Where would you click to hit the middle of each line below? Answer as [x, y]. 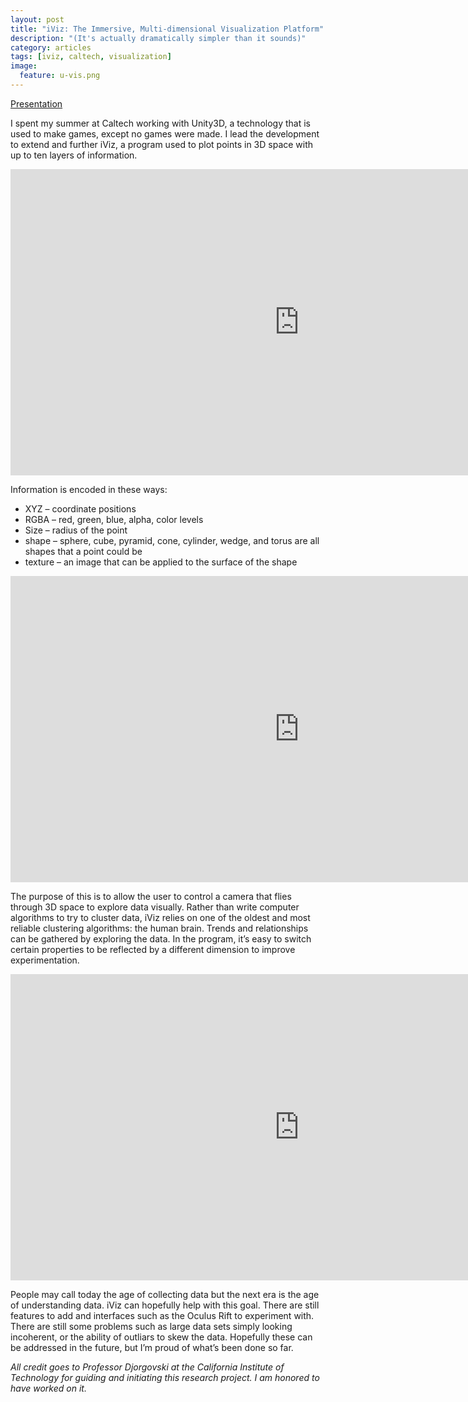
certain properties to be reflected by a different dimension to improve [153, 949]
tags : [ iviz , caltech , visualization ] [91, 57]
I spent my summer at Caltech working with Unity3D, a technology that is [160, 123]
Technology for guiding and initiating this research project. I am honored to [165, 1377]
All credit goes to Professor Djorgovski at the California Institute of [147, 1367]
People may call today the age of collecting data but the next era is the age [165, 1294]
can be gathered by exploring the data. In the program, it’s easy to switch [161, 938]
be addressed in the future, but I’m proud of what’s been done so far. [152, 1347]
